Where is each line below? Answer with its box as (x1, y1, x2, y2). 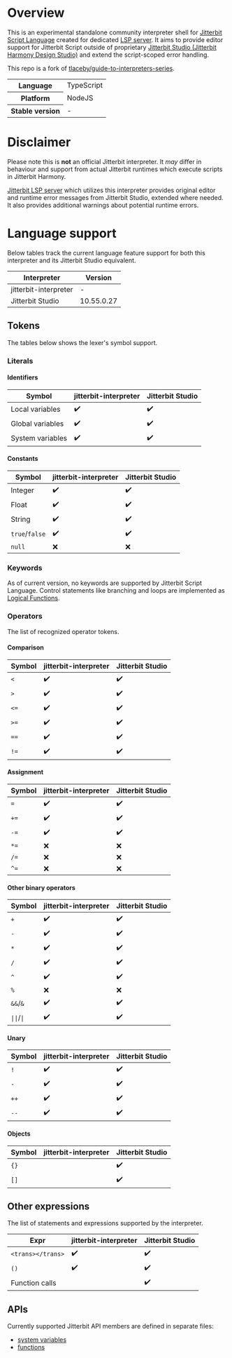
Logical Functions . (7, 594, 61, 603)
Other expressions (7, 1200, 90, 1212)
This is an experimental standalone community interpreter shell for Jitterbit (7, 28, 222, 36)
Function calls (10, 1278, 57, 1288)
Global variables (10, 419, 64, 429)
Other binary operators (7, 883, 75, 892)
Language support (7, 226, 117, 241)
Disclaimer (7, 135, 71, 150)
